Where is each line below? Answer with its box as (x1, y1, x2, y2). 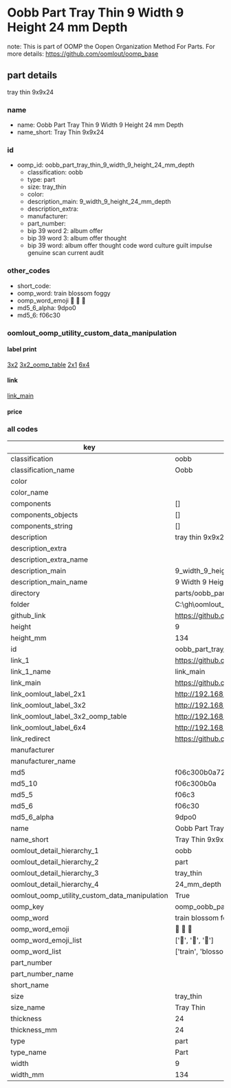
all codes (7, 424, 38, 434)
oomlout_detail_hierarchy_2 (10, 856, 99, 866)
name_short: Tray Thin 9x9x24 (16, 128, 104, 136)
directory (10, 588, 40, 597)
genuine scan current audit (27, 249, 104, 257)
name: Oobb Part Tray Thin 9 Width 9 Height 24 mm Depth (16, 121, 184, 129)
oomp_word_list (10, 946, 62, 956)
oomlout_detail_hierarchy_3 (10, 868, 99, 878)
